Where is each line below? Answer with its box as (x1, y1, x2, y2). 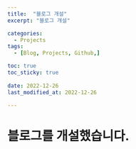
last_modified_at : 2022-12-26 (7, 89, 98, 96)
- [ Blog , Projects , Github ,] (14, 50, 100, 57)
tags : (7, 43, 23, 50)
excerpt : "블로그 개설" (7, 17, 70, 24)
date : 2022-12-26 (7, 82, 59, 89)
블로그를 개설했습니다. (7, 128, 130, 144)
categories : (7, 30, 43, 37)
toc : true (7, 62, 37, 70)
